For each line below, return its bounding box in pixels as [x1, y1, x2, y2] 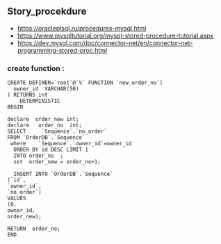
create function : [7, 63, 65, 73]
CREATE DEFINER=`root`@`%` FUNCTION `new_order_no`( [7, 79, 163, 86]
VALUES [7, 195, 26, 202]
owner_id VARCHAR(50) [13, 86, 79, 92]
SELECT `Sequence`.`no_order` [7, 128, 108, 135]
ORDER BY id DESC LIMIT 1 [13, 146, 89, 154]
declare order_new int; [7, 116, 79, 123]
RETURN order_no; [7, 225, 60, 232]
